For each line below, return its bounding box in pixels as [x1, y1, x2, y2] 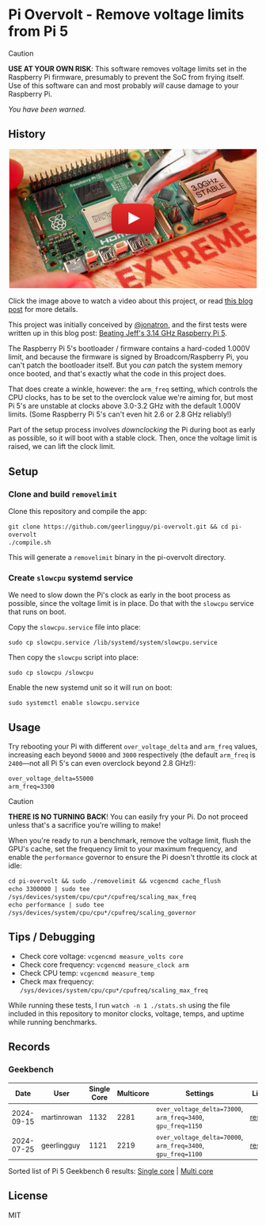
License [8, 1190, 48, 1203]
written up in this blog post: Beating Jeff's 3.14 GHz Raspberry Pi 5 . [8, 329, 227, 338]
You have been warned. [8, 105, 86, 114]
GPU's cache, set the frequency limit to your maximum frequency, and [8, 844, 237, 854]
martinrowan [40, 1113, 83, 1122]
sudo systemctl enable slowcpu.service [8, 699, 140, 707]
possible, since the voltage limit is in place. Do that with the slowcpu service [8, 599, 255, 608]
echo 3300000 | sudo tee [8, 885, 90, 893]
